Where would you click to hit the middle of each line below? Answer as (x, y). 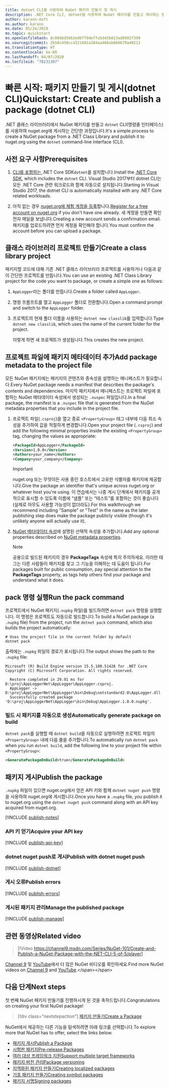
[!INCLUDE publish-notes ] (32, 817)
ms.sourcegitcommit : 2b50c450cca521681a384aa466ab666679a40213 (73, 43)
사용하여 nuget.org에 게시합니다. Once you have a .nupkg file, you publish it (86, 797)
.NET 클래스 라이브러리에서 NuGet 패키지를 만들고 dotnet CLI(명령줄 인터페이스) (84, 125)
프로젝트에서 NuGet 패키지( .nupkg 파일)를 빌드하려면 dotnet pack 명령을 (77, 610)
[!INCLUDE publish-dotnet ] (33, 868)
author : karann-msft (27, 19)
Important (23, 469)
